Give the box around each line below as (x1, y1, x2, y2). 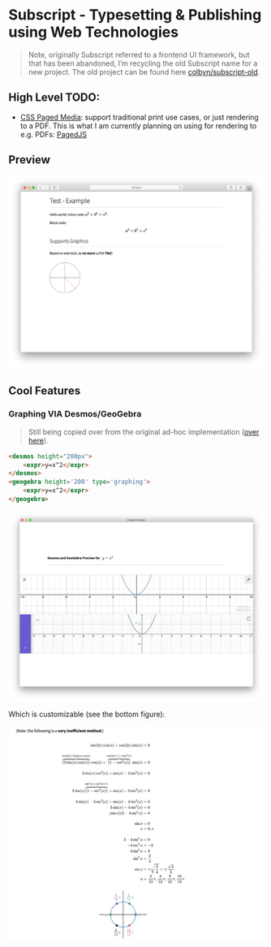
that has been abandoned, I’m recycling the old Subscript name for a (28, 58, 258, 68)
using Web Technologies (8, 23, 179, 41)
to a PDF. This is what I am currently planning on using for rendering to (19, 120, 257, 131)
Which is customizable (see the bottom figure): (8, 709, 166, 720)
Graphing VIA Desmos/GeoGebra (8, 409, 142, 420)
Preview (8, 153, 51, 167)
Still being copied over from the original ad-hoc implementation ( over (28, 426, 260, 436)
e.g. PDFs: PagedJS (19, 129, 88, 139)
